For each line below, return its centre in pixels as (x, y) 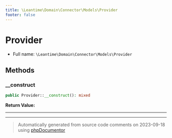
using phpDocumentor (41, 130)
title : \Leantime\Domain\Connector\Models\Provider (61, 10)
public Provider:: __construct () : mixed (48, 96)
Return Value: (20, 105)
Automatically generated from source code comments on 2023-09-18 (91, 125)
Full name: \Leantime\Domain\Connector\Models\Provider (72, 54)
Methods (20, 70)
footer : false (20, 15)
